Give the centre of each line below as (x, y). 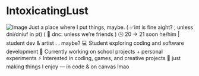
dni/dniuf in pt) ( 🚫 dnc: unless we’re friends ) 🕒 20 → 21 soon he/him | (93, 34)
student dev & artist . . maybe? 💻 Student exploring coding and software (95, 43)
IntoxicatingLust (47, 11)
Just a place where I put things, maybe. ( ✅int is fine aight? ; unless (111, 27)
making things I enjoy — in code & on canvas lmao (68, 67)
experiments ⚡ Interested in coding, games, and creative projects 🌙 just (94, 58)
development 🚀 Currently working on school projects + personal (85, 51)
